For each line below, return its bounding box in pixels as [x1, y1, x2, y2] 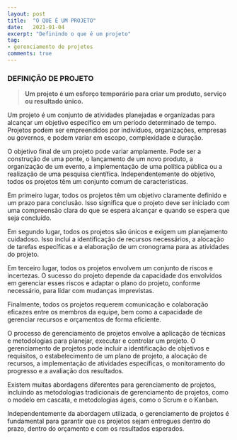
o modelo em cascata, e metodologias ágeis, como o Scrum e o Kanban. [7, 395, 219, 405]
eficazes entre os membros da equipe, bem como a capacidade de [7, 308, 203, 317]
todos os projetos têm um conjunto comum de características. [7, 177, 189, 186]
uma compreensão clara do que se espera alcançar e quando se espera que [7, 207, 230, 215]
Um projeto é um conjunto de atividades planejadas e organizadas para [7, 111, 216, 119]
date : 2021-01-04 [7, 23, 65, 31]
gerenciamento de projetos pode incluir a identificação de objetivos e [7, 344, 210, 353]
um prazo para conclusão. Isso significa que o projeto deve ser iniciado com [7, 199, 230, 207]
